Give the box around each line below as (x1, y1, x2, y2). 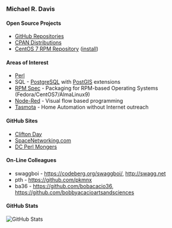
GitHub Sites (6, 117, 38, 124)
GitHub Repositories (14, 33, 64, 40)
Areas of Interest (6, 59, 49, 66)
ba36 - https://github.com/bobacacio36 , (14, 182, 114, 189)
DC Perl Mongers (14, 143, 58, 150)
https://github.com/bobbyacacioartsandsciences (14, 189, 135, 196)
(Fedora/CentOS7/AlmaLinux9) (14, 91, 90, 98)
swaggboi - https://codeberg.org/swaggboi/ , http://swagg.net (14, 170, 166, 177)
